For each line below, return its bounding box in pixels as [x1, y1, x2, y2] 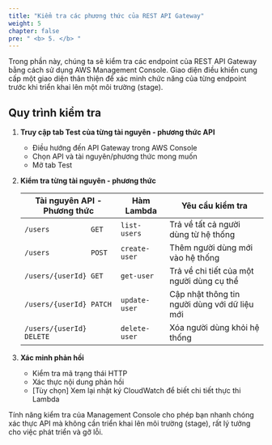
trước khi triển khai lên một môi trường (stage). [8, 83, 164, 92]
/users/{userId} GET [23, 272, 104, 281]
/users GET [23, 225, 104, 235]
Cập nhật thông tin [169, 289, 240, 300]
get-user [120, 272, 155, 281]
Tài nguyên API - [35, 195, 103, 206]
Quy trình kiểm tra [8, 106, 101, 120]
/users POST [23, 248, 108, 257]
